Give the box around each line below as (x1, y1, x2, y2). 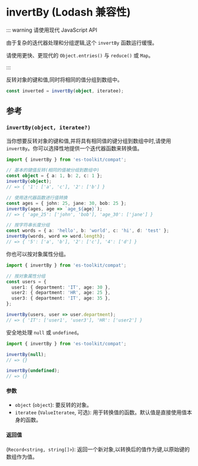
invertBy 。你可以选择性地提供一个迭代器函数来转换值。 (6, 145, 143, 152)
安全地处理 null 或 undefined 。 (6, 329, 82, 336)
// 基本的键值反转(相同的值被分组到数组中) (6, 167, 100, 173)
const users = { (6, 278, 47, 284)
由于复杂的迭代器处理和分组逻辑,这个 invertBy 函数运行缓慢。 (6, 39, 158, 46)
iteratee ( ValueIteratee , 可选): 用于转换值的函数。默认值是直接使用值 (14, 409, 187, 416)
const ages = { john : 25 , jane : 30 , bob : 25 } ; (6, 200, 127, 206)
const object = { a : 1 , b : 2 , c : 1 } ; (6, 173, 103, 179)
